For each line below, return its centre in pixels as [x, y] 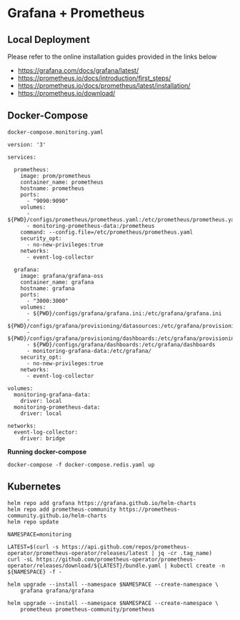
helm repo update [33, 522]
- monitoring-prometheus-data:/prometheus [90, 226]
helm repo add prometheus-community [62, 509]
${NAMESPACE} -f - [35, 572]
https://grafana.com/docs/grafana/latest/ [78, 70]
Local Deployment [49, 40]
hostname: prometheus [52, 188]
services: [22, 157]
